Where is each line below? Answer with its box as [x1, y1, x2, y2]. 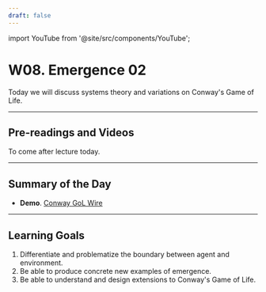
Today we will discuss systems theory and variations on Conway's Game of [8, 87, 255, 97]
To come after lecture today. [8, 147, 101, 157]
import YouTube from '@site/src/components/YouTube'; [8, 33, 191, 43]
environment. [19, 258, 63, 267]
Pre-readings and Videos [8, 126, 135, 139]
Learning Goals [8, 229, 85, 242]
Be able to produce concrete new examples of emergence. [19, 267, 212, 275]
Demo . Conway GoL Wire [19, 199, 103, 208]
